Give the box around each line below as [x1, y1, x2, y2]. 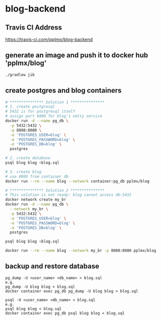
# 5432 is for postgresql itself [5, 109, 75, 114]
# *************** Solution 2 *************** [5, 187, 105, 193]
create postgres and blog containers [5, 86, 122, 95]
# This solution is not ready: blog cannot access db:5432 [5, 192, 132, 198]
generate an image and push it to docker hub [5, 51, 148, 59]
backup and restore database [5, 262, 100, 271]
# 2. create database [5, 156, 51, 161]
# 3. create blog [5, 169, 42, 174]
